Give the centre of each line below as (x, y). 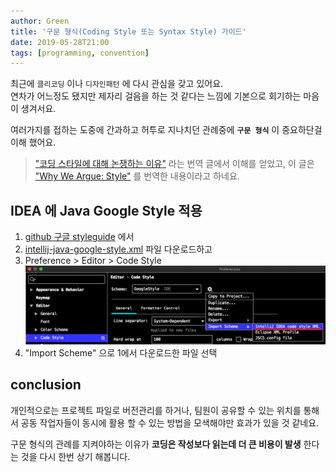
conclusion (46, 385)
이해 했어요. (33, 142)
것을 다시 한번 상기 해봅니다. (75, 456)
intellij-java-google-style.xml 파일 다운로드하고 (118, 249)
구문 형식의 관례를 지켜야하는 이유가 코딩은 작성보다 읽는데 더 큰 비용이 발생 (156, 444)
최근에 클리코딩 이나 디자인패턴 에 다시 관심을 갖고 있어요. (117, 84)
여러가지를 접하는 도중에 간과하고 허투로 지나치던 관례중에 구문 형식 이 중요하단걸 (166, 130)
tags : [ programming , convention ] (80, 53)
